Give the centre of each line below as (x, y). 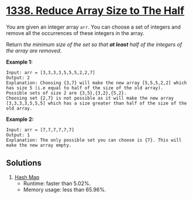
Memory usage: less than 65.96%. (65, 189)
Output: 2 (18, 78)
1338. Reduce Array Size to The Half (95, 11)
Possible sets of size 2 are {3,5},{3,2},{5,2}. (66, 93)
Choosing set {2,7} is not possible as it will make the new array (90, 98)
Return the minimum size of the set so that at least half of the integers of (94, 44)
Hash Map (27, 177)
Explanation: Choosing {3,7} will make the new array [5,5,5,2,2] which (96, 83)
